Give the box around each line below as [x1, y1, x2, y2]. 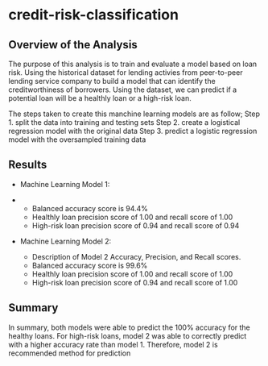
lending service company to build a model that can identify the [8, 77, 216, 85]
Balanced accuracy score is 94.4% [31, 203, 149, 213]
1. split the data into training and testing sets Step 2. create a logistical [8, 118, 241, 127]
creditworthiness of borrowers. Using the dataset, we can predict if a [8, 85, 237, 94]
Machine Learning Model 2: [19, 236, 112, 246]
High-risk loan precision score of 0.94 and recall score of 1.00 [31, 277, 238, 287]
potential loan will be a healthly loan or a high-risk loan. [8, 94, 192, 102]
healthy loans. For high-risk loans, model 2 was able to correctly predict [8, 331, 247, 340]
